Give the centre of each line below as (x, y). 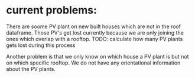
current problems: (52, 10)
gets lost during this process (41, 45)
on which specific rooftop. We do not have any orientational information (93, 63)
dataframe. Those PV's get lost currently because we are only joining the (95, 32)
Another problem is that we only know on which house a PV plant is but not (97, 56)
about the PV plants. (31, 69)
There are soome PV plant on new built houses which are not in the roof (94, 26)
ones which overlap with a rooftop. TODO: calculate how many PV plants (95, 39)
